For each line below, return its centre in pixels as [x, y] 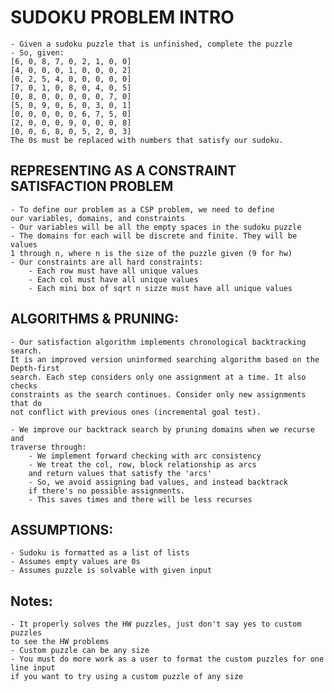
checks [24, 386]
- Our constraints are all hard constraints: [106, 262]
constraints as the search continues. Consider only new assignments [158, 394]
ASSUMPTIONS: [62, 529]
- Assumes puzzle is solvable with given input [111, 571]
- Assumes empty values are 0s [75, 562]
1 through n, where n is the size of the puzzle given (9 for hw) [151, 253]
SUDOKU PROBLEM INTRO [122, 17]
